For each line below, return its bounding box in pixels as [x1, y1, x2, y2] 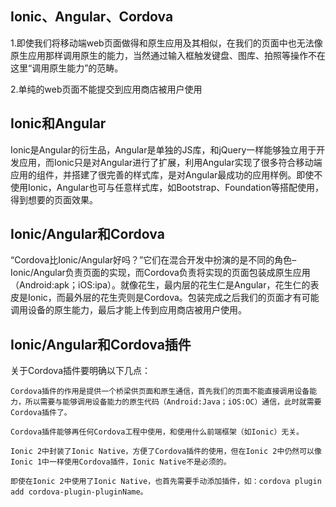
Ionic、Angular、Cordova [10, 8, 174, 26]
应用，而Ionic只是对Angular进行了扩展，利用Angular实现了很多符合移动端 [18, 156, 323, 168]
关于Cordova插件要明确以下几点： [10, 365, 152, 377]
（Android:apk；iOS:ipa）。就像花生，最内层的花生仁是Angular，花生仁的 [10, 279, 311, 291]
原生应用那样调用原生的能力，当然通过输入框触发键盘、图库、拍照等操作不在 [10, 49, 326, 61]
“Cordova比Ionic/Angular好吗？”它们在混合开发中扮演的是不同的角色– [10, 254, 297, 266]
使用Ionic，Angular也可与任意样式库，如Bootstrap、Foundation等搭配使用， [10, 181, 324, 193]
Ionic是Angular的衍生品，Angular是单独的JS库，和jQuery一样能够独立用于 [10, 143, 317, 156]
